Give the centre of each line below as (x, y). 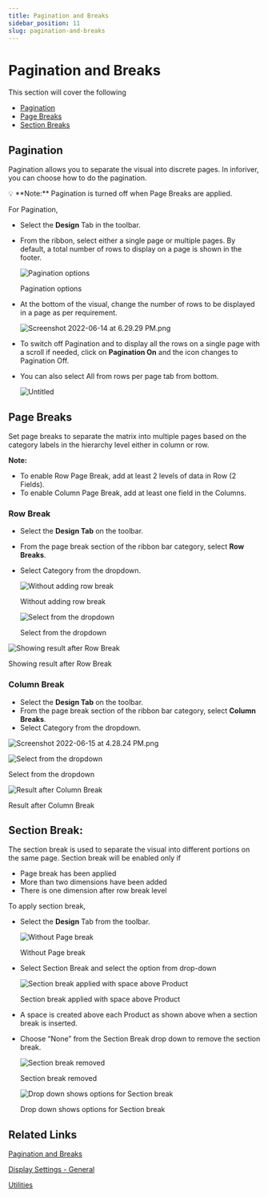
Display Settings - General (52, 1170)
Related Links (43, 1135)
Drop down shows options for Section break (92, 1110)
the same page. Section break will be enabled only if (95, 858)
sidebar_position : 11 (44, 23)
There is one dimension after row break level (93, 891)
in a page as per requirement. (68, 312)
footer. (31, 258)
